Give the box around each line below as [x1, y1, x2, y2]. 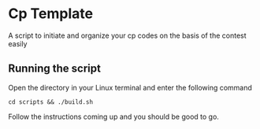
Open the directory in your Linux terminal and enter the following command [8, 83, 252, 92]
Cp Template [8, 5, 93, 23]
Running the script [8, 62, 101, 76]
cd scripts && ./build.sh [8, 98, 93, 106]
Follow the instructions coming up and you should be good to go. [8, 112, 219, 121]
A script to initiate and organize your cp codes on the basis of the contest [8, 31, 247, 40]
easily [8, 39, 28, 48]
